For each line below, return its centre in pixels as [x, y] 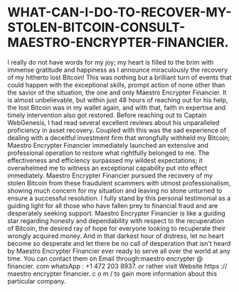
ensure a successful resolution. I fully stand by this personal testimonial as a [119, 198]
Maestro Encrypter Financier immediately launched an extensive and [108, 145]
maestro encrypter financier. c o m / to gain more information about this [112, 274]
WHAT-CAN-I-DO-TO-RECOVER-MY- [119, 12]
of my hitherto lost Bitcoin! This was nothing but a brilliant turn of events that [119, 77]
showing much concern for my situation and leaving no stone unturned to [115, 190]
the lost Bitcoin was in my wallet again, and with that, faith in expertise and [117, 107]
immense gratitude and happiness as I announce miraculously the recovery [118, 70]
